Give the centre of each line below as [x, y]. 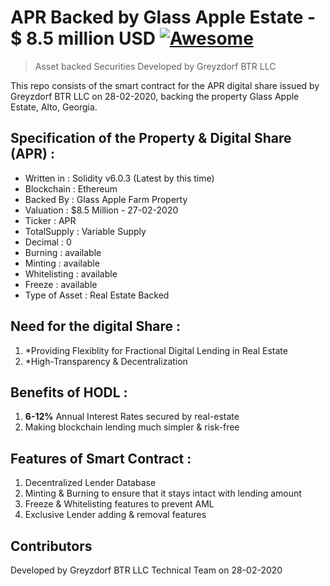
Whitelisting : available [71, 273]
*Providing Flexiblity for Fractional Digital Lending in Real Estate [156, 350]
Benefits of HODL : [69, 392]
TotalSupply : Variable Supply [85, 231]
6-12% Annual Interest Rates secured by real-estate [132, 417]
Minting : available [62, 263]
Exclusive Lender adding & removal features [115, 515]
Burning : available [63, 252]
